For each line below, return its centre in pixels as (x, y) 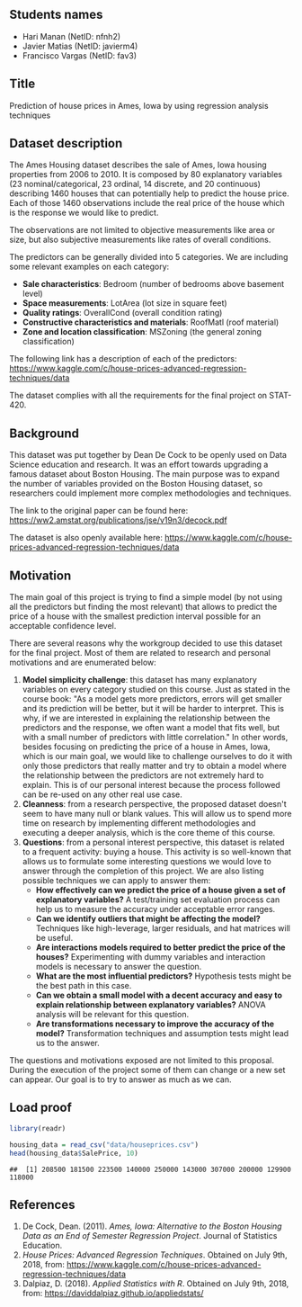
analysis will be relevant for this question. (112, 1015)
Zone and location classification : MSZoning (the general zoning (142, 332)
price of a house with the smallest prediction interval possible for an (135, 616)
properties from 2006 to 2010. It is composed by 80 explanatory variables (146, 175)
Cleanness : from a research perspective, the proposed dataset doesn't (154, 804)
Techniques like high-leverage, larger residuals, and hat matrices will (163, 928)
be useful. (54, 938)
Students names (56, 15)
